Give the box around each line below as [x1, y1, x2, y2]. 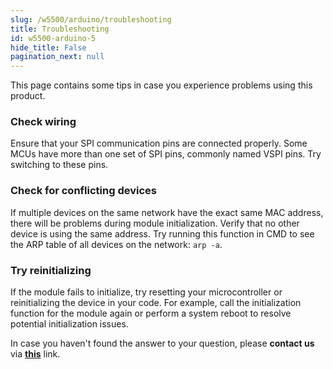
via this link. [10, 348, 61, 360]
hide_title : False [10, 42, 87, 53]
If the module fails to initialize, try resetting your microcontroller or [10, 286, 283, 298]
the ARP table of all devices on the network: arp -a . [10, 238, 223, 250]
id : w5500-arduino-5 [10, 33, 97, 43]
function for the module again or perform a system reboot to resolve [10, 307, 292, 320]
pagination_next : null [10, 52, 105, 62]
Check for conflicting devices [10, 184, 157, 198]
